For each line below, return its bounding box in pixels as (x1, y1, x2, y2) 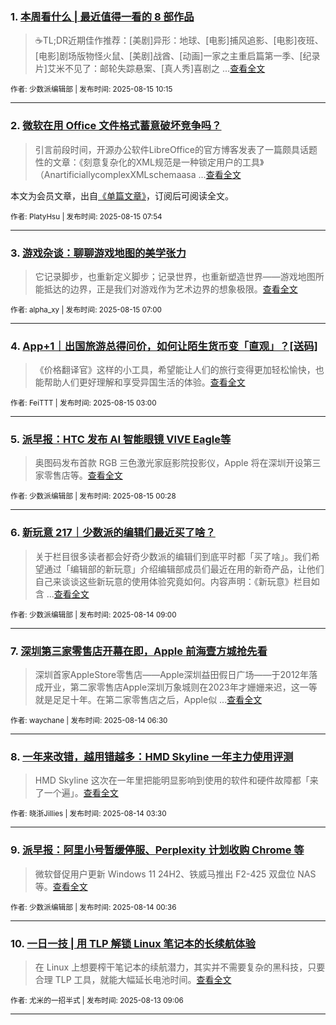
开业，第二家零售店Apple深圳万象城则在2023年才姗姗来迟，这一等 (43, 681, 318, 693)
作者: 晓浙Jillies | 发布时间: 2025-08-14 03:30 (10, 809, 167, 819)
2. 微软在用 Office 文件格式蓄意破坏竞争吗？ (10, 119, 222, 133)
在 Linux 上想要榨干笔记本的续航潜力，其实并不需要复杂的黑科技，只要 (34, 961, 326, 973)
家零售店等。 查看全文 (34, 469, 123, 482)
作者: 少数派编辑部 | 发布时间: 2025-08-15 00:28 (10, 491, 177, 502)
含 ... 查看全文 (34, 588, 90, 600)
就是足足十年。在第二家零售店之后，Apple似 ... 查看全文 (34, 694, 263, 706)
